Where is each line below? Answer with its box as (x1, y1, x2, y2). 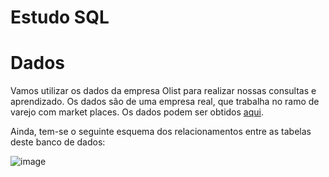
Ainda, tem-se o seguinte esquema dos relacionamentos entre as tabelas (10, 126, 312, 138)
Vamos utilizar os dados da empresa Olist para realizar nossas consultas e (10, 85, 317, 97)
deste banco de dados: (10, 136, 106, 148)
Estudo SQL (10, 6, 110, 29)
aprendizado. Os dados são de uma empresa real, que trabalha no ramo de (10, 96, 320, 108)
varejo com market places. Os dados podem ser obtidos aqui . (10, 106, 264, 118)
